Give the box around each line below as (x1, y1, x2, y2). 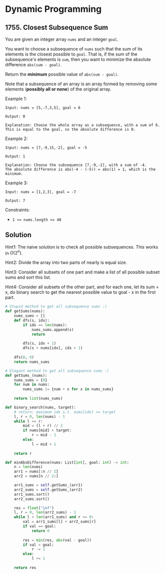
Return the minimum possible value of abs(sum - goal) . (5, 71, 119, 77)
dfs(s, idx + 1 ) (23, 341, 56, 346)
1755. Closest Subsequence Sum (5, 23, 108, 32)
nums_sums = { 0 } (14, 377, 48, 382)
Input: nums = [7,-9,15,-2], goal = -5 (5, 145, 87, 150)
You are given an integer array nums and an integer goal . (5, 36, 119, 42)
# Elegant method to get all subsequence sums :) (5, 368, 110, 373)
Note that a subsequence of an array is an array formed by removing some (5, 81, 157, 87)
